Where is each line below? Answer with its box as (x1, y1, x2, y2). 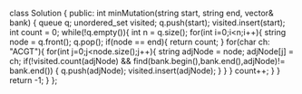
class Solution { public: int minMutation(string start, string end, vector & (9, 8, 274, 18)
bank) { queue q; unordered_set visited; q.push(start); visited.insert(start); (9, 17, 286, 28)
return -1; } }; (9, 75, 58, 85)
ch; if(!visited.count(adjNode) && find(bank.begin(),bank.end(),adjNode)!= (9, 56, 286, 66)
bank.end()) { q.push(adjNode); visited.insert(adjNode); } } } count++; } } (9, 65, 281, 76)
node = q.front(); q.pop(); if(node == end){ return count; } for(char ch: (9, 36, 270, 47)
